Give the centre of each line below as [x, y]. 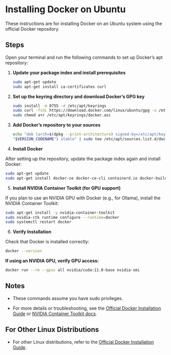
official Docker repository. [32, 29]
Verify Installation [32, 232]
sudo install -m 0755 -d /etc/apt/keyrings [60, 106]
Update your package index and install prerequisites [69, 72]
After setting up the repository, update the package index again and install [83, 159]
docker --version [24, 251]
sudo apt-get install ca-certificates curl [60, 87]
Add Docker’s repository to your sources [56, 125]
